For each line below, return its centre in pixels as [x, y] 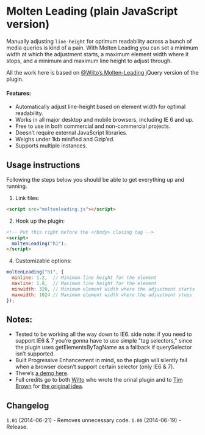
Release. [17, 427]
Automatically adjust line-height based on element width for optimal [100, 107]
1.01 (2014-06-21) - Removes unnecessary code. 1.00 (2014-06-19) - [94, 420]
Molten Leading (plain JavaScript [92, 11]
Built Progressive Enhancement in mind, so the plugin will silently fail [101, 360]
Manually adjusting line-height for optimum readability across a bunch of [99, 41]
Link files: [27, 198]
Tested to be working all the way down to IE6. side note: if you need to [103, 334]
